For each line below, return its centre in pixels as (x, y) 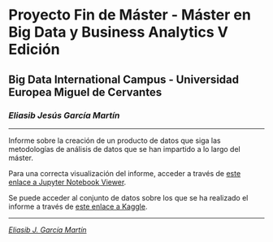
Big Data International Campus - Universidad (124, 79)
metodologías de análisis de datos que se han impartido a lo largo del (125, 149)
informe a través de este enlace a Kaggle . (78, 206)
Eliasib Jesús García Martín (64, 115)
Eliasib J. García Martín (48, 230)
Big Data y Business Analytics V (119, 32)
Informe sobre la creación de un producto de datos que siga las (115, 140)
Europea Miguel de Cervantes (85, 92)
